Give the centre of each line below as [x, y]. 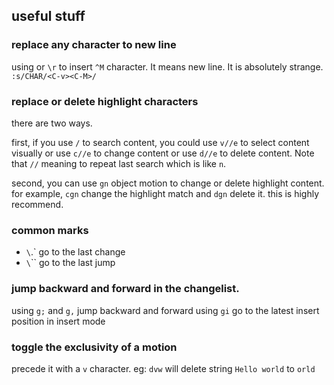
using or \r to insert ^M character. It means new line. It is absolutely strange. [167, 66]
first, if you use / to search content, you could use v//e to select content [160, 142]
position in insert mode [58, 321]
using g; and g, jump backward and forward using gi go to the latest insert [165, 310]
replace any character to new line [94, 45]
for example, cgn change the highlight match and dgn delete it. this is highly [165, 193]
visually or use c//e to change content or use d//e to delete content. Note [163, 153]
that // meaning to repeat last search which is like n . [119, 163]
